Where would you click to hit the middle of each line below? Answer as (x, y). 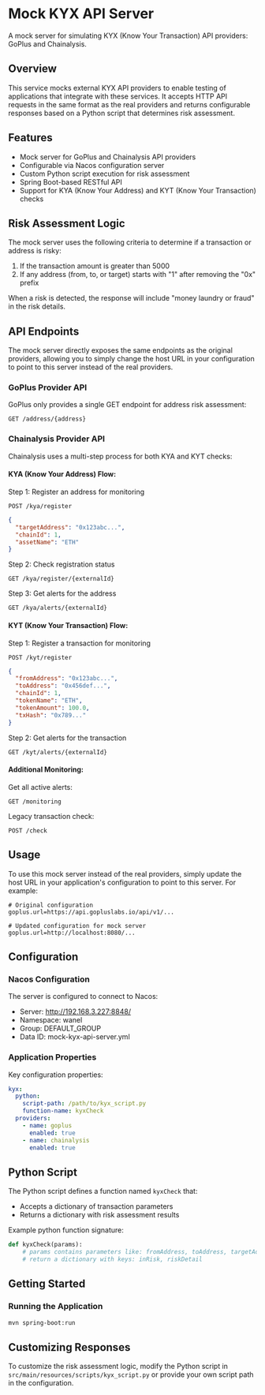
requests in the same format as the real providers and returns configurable (129, 104)
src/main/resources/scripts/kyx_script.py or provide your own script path (131, 1374)
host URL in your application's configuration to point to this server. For (122, 882)
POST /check (28, 830)
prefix (29, 283)
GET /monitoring (35, 802)
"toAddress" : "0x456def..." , (63, 686)
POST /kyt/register (40, 657)
